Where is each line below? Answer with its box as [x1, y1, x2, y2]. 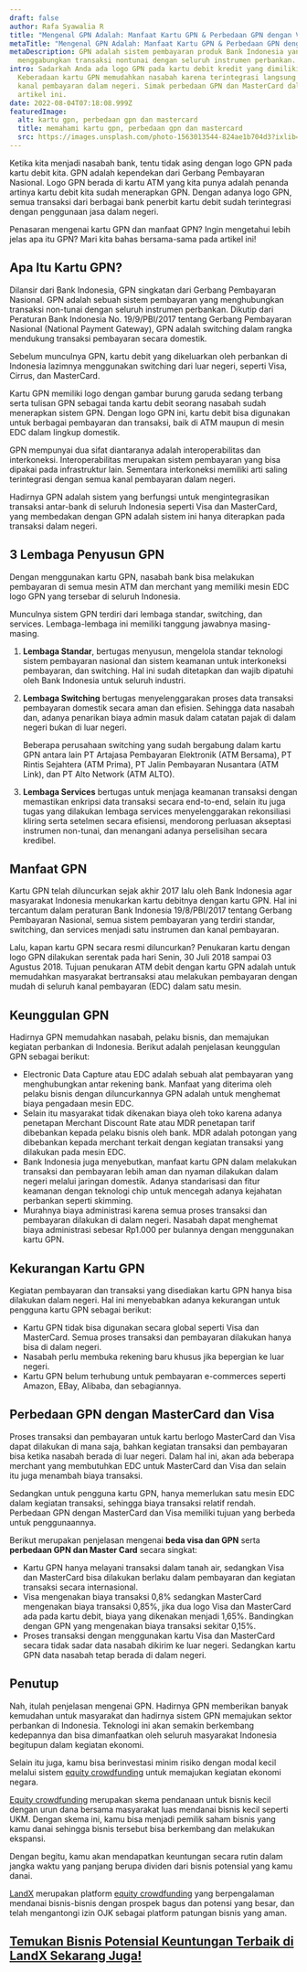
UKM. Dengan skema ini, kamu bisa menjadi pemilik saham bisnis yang [9, 1813, 276, 1825]
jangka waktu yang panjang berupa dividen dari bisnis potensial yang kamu [9, 1860, 293, 1871]
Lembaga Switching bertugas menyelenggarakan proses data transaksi [22, 692, 294, 703]
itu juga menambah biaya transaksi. [9, 1470, 143, 1481]
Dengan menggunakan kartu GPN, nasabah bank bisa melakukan [9, 571, 255, 582]
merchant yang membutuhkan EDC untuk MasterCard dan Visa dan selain [9, 1460, 287, 1471]
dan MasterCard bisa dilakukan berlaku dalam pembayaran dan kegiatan [22, 1571, 296, 1582]
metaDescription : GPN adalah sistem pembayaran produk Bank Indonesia [9, 48, 284, 57]
